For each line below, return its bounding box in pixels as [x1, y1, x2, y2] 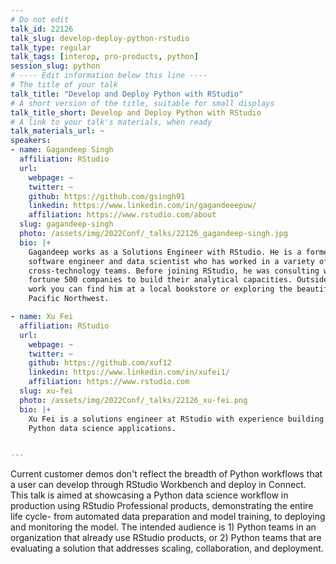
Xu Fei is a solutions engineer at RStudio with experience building [28, 414, 325, 424]
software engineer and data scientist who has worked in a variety [28, 256, 315, 266]
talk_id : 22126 [10, 24, 74, 34]
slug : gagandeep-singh [19, 219, 114, 230]
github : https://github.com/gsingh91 [28, 191, 186, 201]
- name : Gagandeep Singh [10, 145, 114, 155]
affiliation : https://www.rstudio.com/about [28, 210, 217, 220]
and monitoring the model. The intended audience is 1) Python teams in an [10, 521, 317, 533]
